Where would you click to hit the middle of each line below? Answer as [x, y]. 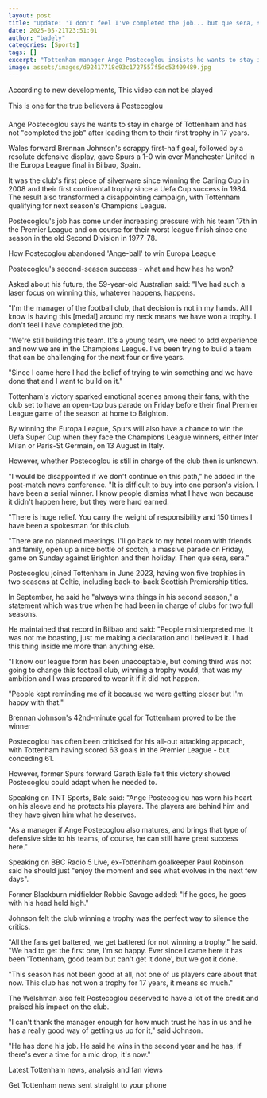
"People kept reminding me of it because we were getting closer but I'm [126, 694]
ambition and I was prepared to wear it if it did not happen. [104, 678]
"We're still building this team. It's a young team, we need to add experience [133, 340]
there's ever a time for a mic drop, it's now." [79, 1054]
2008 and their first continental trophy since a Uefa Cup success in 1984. [128, 188]
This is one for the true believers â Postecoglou [85, 106]
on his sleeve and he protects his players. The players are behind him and [129, 806]
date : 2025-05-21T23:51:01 [53, 30]
